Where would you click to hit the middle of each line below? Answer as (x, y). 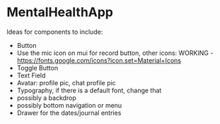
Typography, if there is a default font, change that (89, 90)
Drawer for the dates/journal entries (69, 113)
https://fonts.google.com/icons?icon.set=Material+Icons (99, 60)
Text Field (31, 75)
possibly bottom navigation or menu (69, 105)
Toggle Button (37, 68)
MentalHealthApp (60, 12)
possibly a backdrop (47, 98)
